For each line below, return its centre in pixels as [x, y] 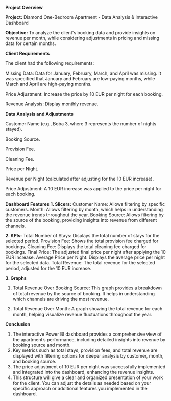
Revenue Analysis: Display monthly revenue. [52, 104]
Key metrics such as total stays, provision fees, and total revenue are [85, 350]
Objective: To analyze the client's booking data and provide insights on [80, 32]
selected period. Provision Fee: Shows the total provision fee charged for [82, 241]
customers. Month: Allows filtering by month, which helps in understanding [84, 209]
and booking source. [34, 361]
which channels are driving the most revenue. [61, 299]
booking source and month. [42, 345]
